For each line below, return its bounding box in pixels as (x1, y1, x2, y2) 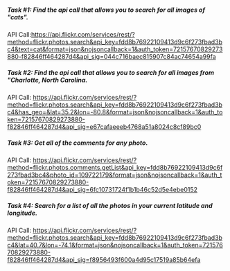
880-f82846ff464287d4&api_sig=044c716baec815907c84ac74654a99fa (7, 52, 216, 60)
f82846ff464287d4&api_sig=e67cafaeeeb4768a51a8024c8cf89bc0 (7, 122, 202, 131)
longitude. (7, 209, 38, 217)
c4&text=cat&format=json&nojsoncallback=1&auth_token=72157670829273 (7, 45, 223, 53)
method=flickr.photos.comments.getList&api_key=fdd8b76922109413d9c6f (7, 163, 223, 171)
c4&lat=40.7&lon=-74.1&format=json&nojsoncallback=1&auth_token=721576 (7, 241, 223, 249)
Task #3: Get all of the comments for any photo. (7, 139, 148, 147)
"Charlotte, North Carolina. (7, 76, 88, 84)
